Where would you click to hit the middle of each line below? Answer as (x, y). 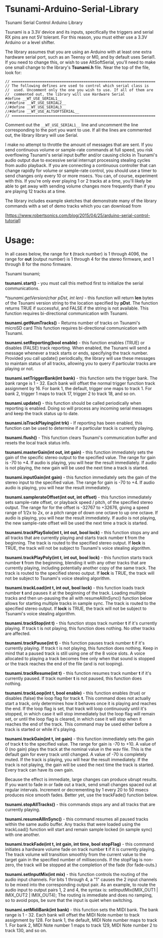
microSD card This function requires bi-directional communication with (76, 328)
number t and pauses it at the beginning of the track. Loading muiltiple (76, 593)
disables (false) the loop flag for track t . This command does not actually (78, 698)
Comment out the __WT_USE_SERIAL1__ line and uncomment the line (72, 125)
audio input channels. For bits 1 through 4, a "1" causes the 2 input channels (81, 879)
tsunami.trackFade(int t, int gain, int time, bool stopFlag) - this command (80, 844)
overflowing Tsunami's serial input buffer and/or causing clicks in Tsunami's (81, 155)
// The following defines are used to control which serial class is (77, 86)
